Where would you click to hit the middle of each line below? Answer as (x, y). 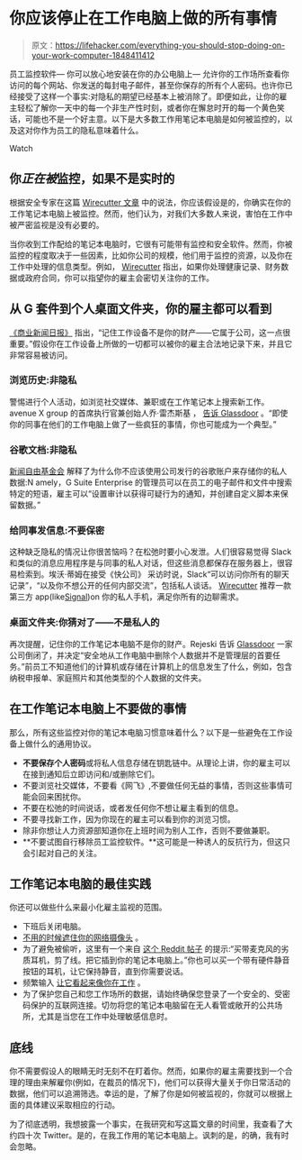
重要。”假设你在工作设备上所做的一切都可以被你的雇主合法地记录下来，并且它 (151, 343)
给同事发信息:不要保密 (57, 531)
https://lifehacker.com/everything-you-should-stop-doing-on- (170, 45)
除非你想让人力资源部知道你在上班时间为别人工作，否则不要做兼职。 (148, 830)
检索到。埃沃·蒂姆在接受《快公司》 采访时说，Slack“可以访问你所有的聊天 (153, 574)
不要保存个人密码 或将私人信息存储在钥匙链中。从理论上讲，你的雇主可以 (156, 763)
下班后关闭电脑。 (54, 927)
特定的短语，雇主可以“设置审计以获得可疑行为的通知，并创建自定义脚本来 (145, 494)
